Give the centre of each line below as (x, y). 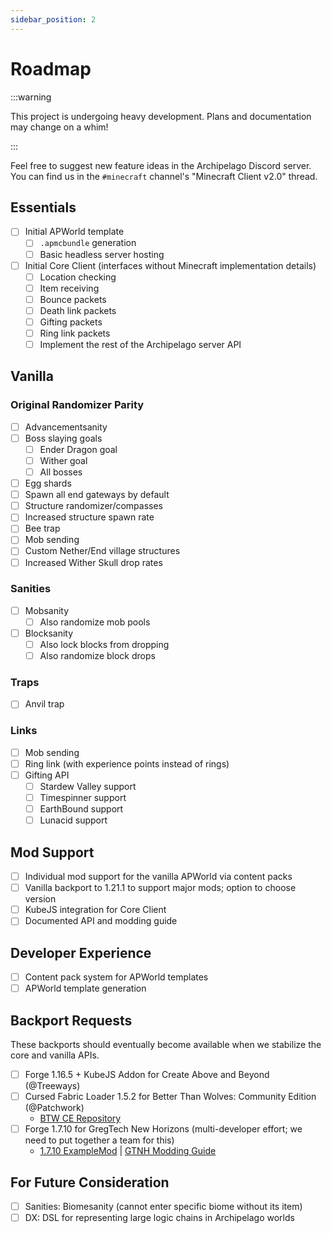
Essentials (43, 207)
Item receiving (69, 288)
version (40, 899)
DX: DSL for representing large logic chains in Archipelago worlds (159, 1218)
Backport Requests (71, 1020)
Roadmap (51, 68)
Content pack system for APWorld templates (116, 977)
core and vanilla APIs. (55, 1055)
